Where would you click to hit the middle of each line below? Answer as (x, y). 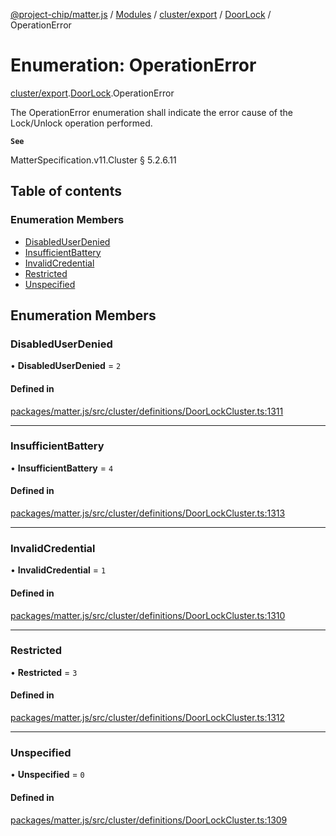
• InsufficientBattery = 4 (62, 468)
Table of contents (66, 191)
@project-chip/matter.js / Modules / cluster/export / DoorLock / (141, 14)
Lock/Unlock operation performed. (81, 123)
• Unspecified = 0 (47, 775)
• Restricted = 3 (44, 672)
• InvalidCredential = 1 (58, 570)
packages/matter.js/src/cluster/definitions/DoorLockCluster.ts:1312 (148, 718)
